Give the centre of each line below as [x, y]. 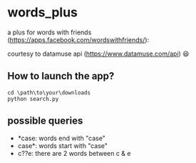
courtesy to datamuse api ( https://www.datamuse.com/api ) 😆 [98, 54]
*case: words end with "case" [61, 138]
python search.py [33, 99]
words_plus [43, 13]
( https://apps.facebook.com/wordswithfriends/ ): [78, 39]
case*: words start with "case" [63, 145]
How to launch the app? [61, 76]
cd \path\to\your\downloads [49, 93]
